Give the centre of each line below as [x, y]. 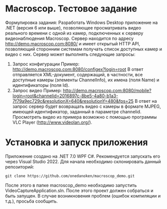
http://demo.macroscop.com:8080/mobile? [107, 90]
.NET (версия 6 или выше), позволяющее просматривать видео [73, 27]
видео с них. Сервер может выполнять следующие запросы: [70, 54]
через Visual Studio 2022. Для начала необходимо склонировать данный [83, 161]
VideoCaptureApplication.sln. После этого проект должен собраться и [79, 191]
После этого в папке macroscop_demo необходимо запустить [71, 185]
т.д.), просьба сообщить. [32, 201]
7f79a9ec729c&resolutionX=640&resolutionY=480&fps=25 [73, 101]
